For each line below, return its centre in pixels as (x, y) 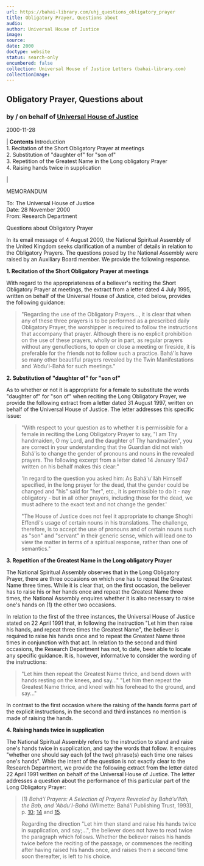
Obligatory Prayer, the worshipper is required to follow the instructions (109, 327)
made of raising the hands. (40, 718)
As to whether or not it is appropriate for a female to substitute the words (98, 390)
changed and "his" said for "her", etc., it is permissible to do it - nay (106, 491)
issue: (14, 415)
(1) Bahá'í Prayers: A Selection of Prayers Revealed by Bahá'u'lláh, (105, 799)
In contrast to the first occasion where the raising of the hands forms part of (102, 705)
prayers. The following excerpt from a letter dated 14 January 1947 (105, 460)
